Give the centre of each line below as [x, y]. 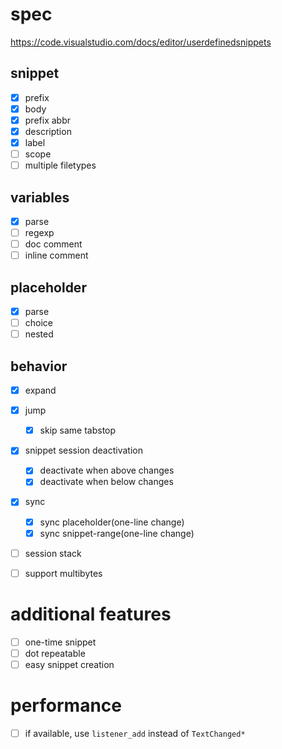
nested [39, 334]
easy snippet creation [69, 664]
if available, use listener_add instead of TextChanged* [135, 733]
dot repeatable [55, 653]
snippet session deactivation [83, 450]
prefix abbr [47, 120]
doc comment [53, 244]
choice [39, 323]
